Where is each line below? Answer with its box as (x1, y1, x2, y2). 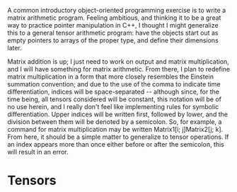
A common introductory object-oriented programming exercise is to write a (7, 6, 226, 14)
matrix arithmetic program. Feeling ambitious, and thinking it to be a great (7, 13, 221, 22)
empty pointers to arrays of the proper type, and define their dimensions (7, 36, 219, 45)
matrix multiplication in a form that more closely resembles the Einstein (7, 72, 214, 81)
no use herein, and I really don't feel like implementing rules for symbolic (7, 103, 219, 111)
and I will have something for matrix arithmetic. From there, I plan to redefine (7, 65, 231, 73)
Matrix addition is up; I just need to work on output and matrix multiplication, (7, 57, 230, 66)
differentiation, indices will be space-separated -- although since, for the (7, 88, 219, 96)
